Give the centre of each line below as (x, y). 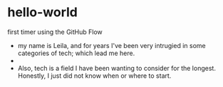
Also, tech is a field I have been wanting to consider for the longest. (116, 68)
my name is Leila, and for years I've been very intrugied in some (111, 45)
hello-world (43, 12)
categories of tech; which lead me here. (76, 53)
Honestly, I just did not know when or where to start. (94, 76)
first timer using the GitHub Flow (55, 32)
